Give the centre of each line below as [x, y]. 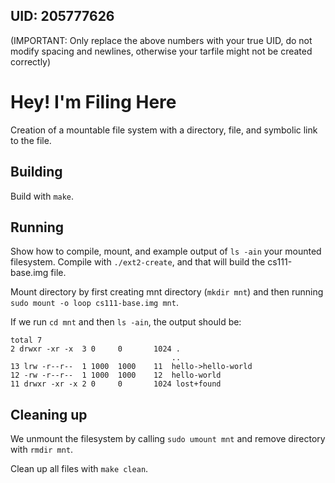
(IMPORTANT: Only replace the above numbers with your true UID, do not [161, 40]
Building [36, 172]
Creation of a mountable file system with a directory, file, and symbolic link [164, 130]
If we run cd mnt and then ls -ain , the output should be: [126, 322]
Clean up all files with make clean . [79, 469]
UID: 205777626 [62, 16]
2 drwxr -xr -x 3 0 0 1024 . [96, 349]
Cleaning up [49, 414]
